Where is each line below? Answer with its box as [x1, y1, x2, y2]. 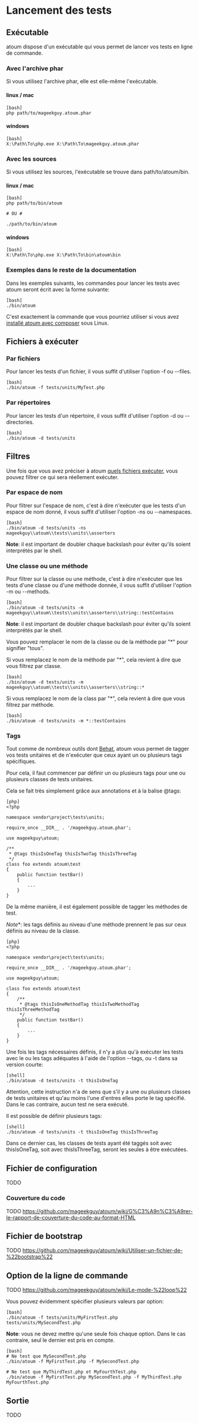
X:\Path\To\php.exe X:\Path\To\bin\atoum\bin [6, 252, 121, 258]
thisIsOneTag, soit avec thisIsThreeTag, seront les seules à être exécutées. [6, 1146, 188, 1153]
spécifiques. [6, 758, 37, 765]
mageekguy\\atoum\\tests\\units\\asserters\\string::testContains [6, 610, 174, 616]
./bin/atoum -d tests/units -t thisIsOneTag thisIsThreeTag [6, 1129, 159, 1135]
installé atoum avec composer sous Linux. [6, 319, 109, 327]
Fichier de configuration [6, 1163, 97, 1173]
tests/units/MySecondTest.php [6, 1320, 81, 1326]
